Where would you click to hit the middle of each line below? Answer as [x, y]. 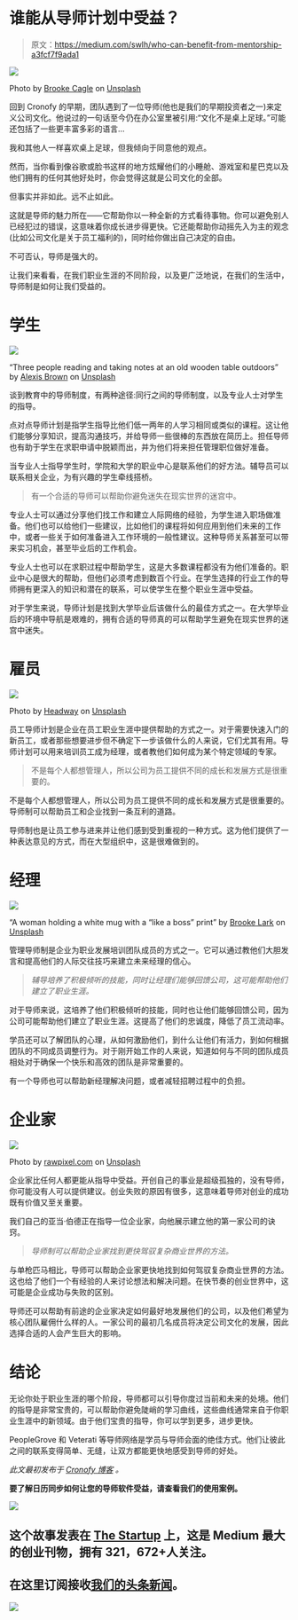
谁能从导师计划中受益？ [95, 18]
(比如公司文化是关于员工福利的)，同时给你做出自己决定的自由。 [125, 237]
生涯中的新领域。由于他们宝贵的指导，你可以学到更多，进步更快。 [137, 1420]
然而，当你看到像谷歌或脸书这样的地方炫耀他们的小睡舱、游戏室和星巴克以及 [149, 166]
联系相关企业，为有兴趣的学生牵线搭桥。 [83, 476]
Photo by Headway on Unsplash [68, 711]
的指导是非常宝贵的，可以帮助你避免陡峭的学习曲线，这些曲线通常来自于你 [145, 1409]
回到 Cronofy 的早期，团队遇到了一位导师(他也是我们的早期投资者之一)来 [142, 106]
